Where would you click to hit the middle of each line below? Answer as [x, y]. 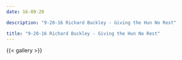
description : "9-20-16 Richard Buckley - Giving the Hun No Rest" [91, 22]
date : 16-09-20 [25, 12]
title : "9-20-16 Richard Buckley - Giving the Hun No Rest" [83, 34]
